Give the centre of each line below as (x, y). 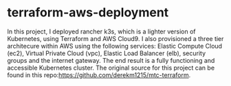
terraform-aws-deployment (88, 13)
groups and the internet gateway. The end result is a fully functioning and (111, 60)
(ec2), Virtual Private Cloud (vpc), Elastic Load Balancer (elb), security (107, 53)
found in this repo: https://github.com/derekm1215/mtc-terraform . (99, 75)
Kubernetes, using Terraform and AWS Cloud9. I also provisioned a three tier (115, 38)
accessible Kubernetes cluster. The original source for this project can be (111, 68)
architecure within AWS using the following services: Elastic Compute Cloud (114, 46)
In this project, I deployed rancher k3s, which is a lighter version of (101, 31)
